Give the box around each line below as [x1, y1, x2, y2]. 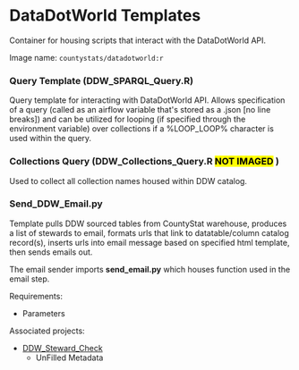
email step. [9, 273, 50, 284]
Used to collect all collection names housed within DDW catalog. [9, 175, 248, 186]
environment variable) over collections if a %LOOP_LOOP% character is [9, 123, 275, 134]
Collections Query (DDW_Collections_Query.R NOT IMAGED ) [9, 156, 279, 168]
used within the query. [9, 133, 92, 144]
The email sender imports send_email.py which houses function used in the [9, 264, 291, 274]
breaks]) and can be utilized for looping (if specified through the [9, 114, 246, 125]
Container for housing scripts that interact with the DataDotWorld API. [9, 35, 267, 46]
